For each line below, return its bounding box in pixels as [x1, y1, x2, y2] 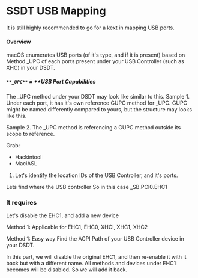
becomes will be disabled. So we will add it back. [6, 266, 128, 273]
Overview [6, 38, 31, 45]
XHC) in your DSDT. [6, 64, 55, 72]
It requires [6, 199, 37, 207]
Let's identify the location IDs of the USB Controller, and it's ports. [14, 171, 178, 179]
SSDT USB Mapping [6, 4, 106, 18]
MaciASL [14, 160, 38, 167]
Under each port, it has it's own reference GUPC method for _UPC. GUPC [6, 99, 188, 107]
